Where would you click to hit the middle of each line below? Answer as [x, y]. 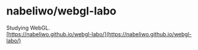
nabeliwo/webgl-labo [61, 11]
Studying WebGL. [28, 28]
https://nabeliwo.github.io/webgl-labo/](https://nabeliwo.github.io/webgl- [100, 34]
